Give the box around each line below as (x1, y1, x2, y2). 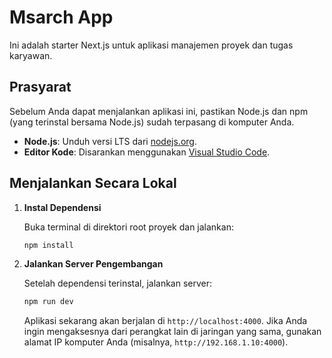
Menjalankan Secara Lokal (9, 175, 177, 192)
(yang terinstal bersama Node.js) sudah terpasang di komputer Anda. (9, 116, 295, 128)
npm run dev (23, 297, 74, 307)
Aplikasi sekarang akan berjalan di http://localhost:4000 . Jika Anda (23, 315, 308, 327)
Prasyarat (9, 79, 72, 96)
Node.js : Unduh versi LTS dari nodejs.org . (23, 135, 197, 147)
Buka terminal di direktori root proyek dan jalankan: (23, 221, 234, 233)
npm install (23, 240, 74, 250)
